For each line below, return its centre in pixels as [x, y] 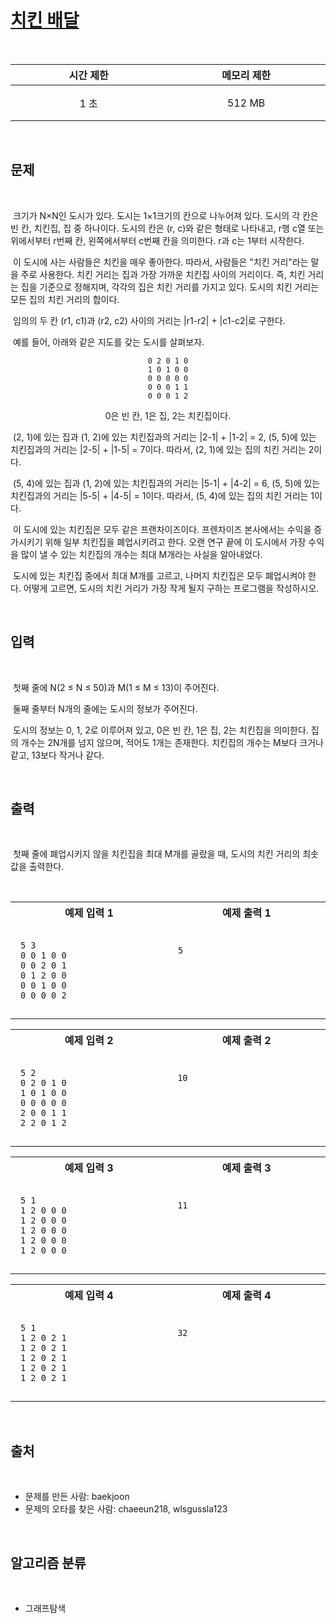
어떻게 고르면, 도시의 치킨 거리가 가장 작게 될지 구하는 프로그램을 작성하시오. [171, 588]
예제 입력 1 [89, 913]
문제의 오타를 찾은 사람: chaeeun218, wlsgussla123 [126, 1509]
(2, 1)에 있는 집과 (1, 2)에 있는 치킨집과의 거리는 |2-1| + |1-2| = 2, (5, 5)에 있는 [164, 437]
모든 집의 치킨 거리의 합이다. [65, 299]
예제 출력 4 [246, 1296]
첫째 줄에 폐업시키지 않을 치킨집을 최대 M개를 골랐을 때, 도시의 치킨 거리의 [156, 854]
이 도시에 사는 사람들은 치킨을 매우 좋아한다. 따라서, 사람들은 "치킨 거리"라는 [160, 262]
